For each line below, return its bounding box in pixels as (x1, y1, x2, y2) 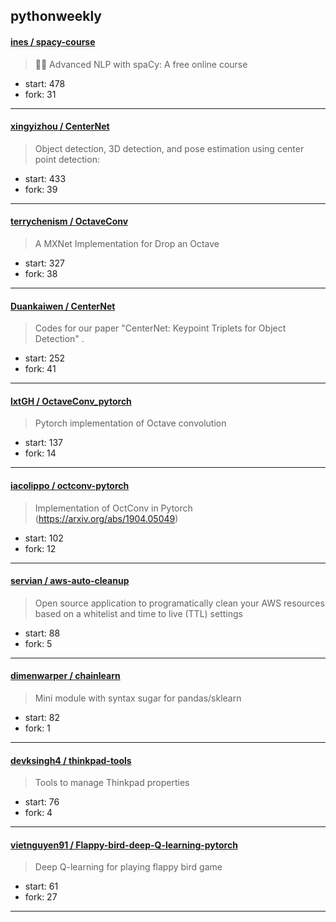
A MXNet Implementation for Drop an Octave (34, 238, 220, 249)
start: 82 (24, 712, 60, 724)
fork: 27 (24, 891, 58, 903)
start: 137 (24, 437, 64, 449)
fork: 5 (24, 637, 53, 649)
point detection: (34, 153, 100, 165)
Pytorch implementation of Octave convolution (34, 417, 227, 429)
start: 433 (24, 172, 67, 184)
